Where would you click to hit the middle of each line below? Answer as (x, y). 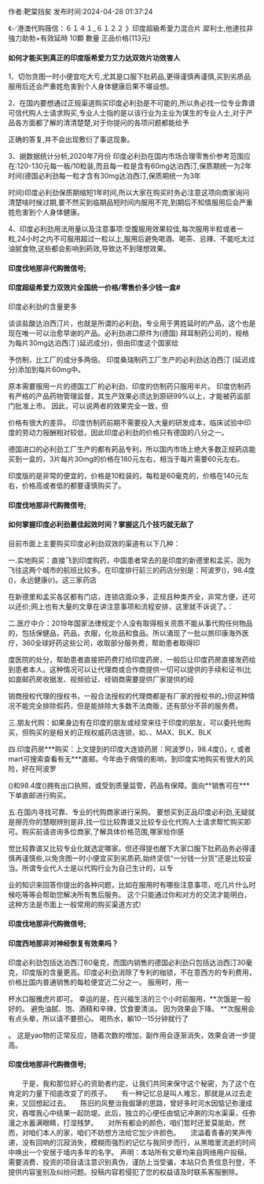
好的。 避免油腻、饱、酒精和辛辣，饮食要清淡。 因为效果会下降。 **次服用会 (132, 1009)
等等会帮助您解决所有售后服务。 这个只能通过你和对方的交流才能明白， (136, 894)
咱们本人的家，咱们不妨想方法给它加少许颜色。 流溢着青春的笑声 (137, 1132)
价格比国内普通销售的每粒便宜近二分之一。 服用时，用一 (99, 982)
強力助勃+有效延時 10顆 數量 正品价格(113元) (79, 38)
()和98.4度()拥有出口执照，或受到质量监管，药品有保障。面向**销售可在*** (129, 785)
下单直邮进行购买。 (39, 795)
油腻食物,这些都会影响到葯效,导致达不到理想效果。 (90, 249)
